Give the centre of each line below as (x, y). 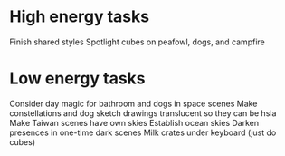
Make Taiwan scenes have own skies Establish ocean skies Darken (134, 122)
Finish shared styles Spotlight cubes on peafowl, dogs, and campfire (137, 42)
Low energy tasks (77, 78)
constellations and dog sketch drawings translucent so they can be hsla (143, 113)
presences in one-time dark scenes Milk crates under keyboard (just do (143, 132)
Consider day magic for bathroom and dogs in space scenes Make (133, 103)
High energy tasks (80, 17)
